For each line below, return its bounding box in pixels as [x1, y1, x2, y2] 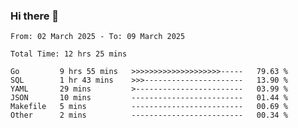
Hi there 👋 [10, 9, 60, 23]
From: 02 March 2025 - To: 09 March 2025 [10, 32, 186, 42]
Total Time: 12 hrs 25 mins [10, 49, 128, 59]
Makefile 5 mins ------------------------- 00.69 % [10, 102, 288, 112]
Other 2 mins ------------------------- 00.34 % [10, 110, 288, 121]
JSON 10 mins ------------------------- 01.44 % [10, 93, 288, 103]
